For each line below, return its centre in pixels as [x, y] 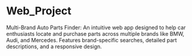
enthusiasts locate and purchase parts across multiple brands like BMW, [95, 33]
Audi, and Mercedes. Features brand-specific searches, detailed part [91, 40]
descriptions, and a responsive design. [54, 46]
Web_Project [39, 11]
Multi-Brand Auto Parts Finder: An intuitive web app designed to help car [96, 27]
